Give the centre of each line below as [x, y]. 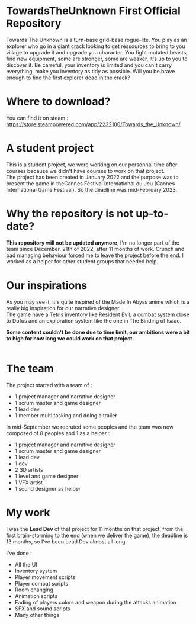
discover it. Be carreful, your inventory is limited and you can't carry [89, 65]
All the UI [26, 564]
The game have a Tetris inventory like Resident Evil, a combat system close [98, 314]
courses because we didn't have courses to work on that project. [86, 171]
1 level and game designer [46, 476]
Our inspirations [47, 285]
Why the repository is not [70, 214]
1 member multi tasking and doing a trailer [66, 415]
